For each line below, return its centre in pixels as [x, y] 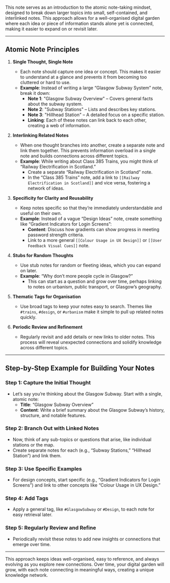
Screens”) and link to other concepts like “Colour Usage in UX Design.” [87, 485]
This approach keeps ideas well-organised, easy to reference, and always [82, 559]
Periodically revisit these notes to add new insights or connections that [86, 539]
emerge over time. [32, 544]
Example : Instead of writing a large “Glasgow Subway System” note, [91, 88]
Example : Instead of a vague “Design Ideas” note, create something [91, 218]
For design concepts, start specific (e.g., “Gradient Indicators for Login [86, 480]
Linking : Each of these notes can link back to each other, [87, 120]
